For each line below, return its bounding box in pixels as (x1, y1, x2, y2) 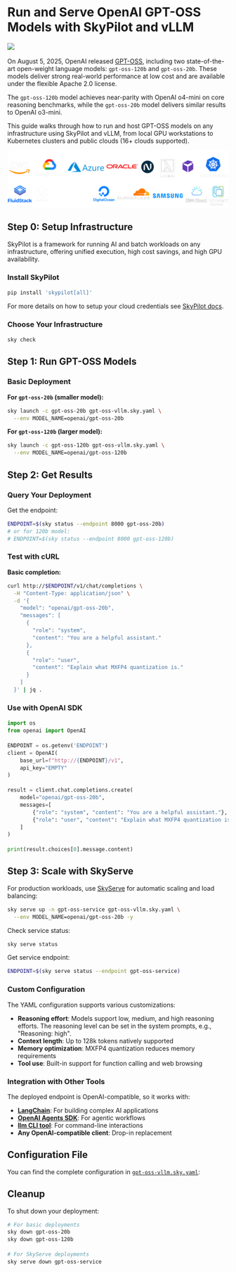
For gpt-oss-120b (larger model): (7, 427, 103, 436)
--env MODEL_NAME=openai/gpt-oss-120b (13, 450, 128, 457)
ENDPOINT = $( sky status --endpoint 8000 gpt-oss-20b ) (7, 520, 165, 528)
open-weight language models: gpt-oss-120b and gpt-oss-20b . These (16, 64, 218, 72)
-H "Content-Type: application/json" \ (13, 590, 131, 597)
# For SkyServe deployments (7, 1251, 90, 1258)
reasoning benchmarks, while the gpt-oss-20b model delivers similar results (7, 100, 226, 109)
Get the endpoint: (7, 506, 58, 514)
